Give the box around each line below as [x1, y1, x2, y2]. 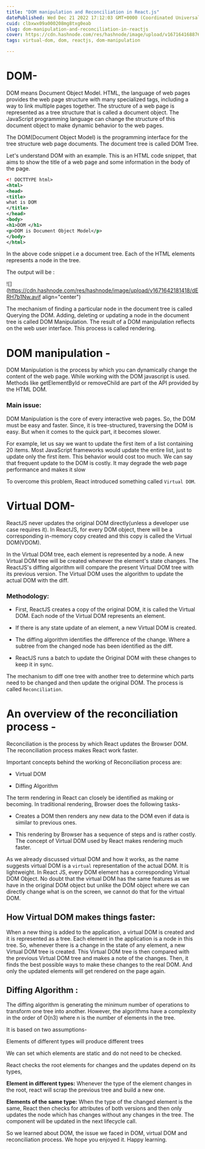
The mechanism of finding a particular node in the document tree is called [6, 305, 193, 312]
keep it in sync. [15, 661, 54, 668]
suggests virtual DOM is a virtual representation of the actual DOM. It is [6, 862, 189, 869]
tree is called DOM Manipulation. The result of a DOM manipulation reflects [6, 318, 195, 326]
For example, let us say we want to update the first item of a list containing [6, 439, 193, 447]
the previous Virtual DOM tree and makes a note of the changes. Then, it [6, 954, 189, 961]
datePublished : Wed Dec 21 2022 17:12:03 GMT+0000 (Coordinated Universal [6, 15, 201, 21]
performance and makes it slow [6, 466, 86, 473]
